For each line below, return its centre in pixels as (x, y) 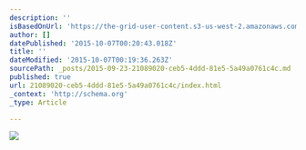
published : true (40, 77)
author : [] (30, 35)
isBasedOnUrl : (36, 26)
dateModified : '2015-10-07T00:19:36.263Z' (91, 60)
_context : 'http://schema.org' (69, 94)
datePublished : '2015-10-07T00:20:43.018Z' (93, 43)
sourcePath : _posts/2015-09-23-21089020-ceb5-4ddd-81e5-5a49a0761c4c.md (150, 69)
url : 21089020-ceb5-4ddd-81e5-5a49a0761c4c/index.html (116, 85)
